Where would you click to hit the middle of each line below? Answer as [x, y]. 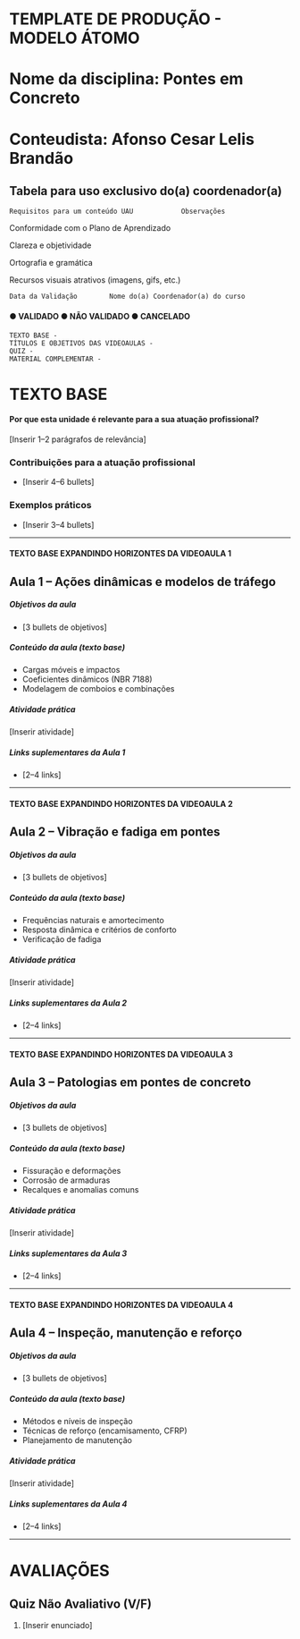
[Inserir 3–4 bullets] [58, 524]
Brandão [42, 158]
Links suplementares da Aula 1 [67, 752]
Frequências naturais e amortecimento [93, 921]
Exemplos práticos [50, 505]
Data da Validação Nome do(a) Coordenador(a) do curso [127, 297]
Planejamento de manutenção [77, 1440]
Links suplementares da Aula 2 [68, 1003]
